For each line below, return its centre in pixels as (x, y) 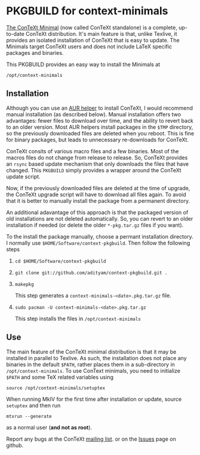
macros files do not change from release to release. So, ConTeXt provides (97, 157)
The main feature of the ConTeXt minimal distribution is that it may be (91, 352)
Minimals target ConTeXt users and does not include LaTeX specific (89, 47)
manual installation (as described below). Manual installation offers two (93, 114)
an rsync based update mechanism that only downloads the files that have (98, 164)
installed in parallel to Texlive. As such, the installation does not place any (96, 358)
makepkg (24, 284)
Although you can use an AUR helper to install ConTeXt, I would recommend (99, 108)
